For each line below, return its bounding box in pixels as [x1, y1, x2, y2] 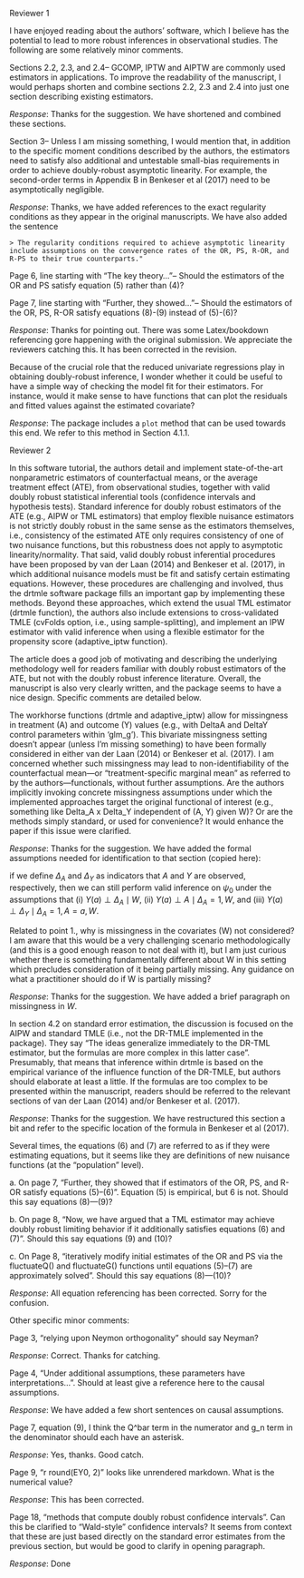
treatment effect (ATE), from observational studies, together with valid [9, 482, 271, 493]
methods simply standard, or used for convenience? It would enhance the [9, 816, 284, 827]
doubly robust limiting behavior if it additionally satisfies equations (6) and [9, 1224, 286, 1235]
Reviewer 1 [9, 8, 50, 18]
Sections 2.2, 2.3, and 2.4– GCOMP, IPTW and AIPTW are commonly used [9, 63, 286, 73]
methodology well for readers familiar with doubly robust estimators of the [9, 663, 287, 674]
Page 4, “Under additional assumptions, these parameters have [9, 1367, 246, 1378]
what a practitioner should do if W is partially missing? [9, 974, 212, 985]
